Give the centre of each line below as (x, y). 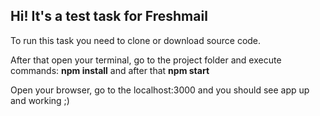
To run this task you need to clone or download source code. (136, 40)
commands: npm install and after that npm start (110, 70)
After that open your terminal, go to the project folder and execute (146, 60)
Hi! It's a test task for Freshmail (109, 16)
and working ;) (40, 100)
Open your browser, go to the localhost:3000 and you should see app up (160, 90)
